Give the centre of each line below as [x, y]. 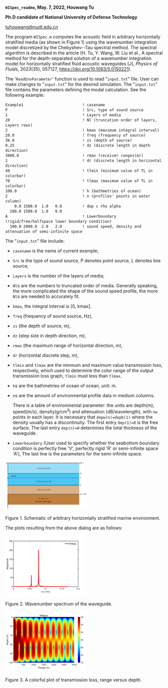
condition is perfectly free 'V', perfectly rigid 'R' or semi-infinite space [85, 448]
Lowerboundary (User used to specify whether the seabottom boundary [86, 443]
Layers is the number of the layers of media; [58, 276]
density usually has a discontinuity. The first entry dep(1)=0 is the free [85, 422]
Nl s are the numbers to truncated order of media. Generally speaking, [85, 285]
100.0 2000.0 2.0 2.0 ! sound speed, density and [76, 226]
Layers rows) [19, 125]
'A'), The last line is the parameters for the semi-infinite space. [77, 453]
